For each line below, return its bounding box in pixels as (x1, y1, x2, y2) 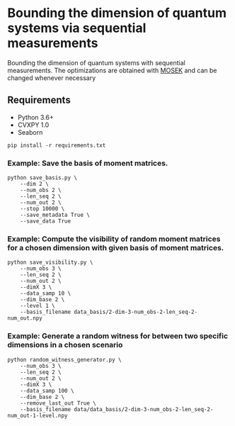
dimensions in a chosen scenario (7, 340, 123, 350)
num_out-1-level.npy (7, 412, 69, 419)
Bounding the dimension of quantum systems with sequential (7, 58, 185, 67)
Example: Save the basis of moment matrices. (7, 158, 168, 168)
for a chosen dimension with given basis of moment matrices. (7, 242, 224, 252)
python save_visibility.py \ (7, 259, 93, 267)
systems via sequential (7, 20, 147, 36)
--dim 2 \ (20, 181, 50, 188)
